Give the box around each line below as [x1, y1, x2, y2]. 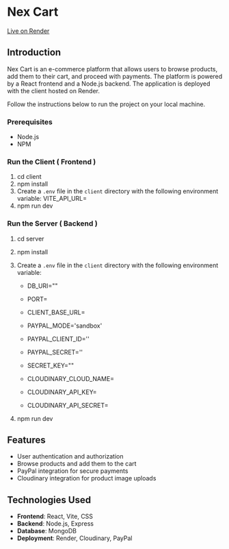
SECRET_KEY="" [27, 361, 75, 369]
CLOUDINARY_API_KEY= [27, 388, 97, 396]
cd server [16, 234, 44, 243]
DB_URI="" [27, 282, 58, 290]
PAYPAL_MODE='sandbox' [27, 321, 103, 330]
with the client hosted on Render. [7, 86, 100, 95]
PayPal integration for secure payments [16, 467, 129, 475]
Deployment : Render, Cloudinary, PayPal [16, 534, 133, 542]
